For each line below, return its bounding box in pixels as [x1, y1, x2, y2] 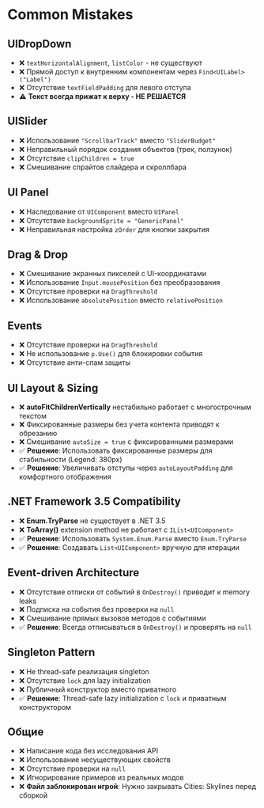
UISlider [7, 115, 48, 128]
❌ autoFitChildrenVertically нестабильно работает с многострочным [18, 402, 252, 412]
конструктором [18, 702, 72, 711]
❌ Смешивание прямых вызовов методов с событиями [18, 613, 206, 623]
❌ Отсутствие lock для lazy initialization [18, 675, 152, 685]
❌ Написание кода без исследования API [18, 746, 159, 756]
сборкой [18, 791, 48, 800]
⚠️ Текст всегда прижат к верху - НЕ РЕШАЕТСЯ [18, 92, 187, 101]
